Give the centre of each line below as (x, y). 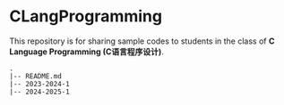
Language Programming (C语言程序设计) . (86, 52)
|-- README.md (36, 76)
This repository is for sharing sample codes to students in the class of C (142, 41)
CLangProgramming (86, 16)
